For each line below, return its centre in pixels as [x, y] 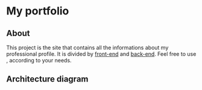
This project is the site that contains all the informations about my [87, 47]
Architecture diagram [47, 79]
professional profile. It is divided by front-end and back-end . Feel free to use [101, 54]
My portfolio [38, 11]
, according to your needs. [39, 60]
